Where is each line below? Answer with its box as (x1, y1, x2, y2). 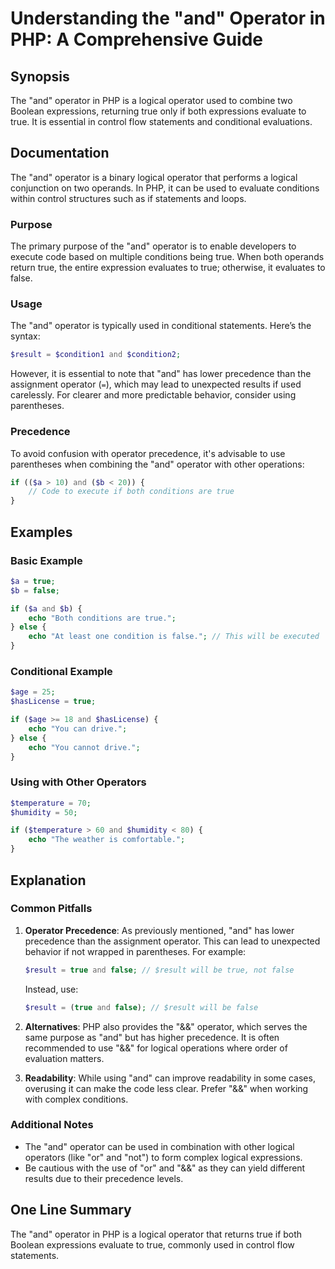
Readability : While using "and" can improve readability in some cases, (24, 1072, 316, 1084)
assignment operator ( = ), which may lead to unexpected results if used (10, 378, 302, 391)
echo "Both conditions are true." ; (28, 613, 177, 623)
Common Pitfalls (10, 902, 93, 916)
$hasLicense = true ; (10, 697, 97, 707)
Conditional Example (10, 664, 113, 678)
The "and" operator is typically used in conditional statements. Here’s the (10, 320, 312, 332)
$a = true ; (10, 576, 56, 586)
